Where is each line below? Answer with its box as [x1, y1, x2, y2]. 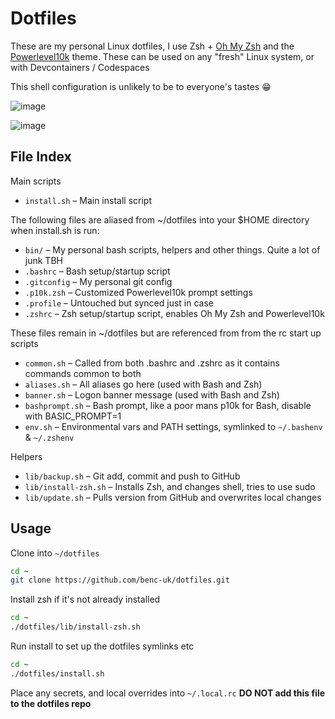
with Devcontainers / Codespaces [10, 61, 150, 73]
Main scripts [10, 175, 62, 187]
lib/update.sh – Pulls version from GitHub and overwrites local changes [24, 491, 322, 503]
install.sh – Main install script [24, 194, 152, 206]
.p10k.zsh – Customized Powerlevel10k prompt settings [24, 286, 253, 298]
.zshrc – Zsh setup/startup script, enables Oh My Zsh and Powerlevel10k [24, 307, 325, 319]
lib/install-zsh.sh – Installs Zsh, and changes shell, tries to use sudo [24, 480, 316, 492]
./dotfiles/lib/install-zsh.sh [10, 622, 141, 632]
